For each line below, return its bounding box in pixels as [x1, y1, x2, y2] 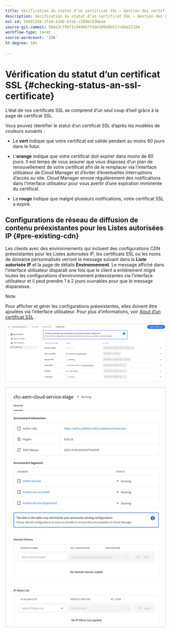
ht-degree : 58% [5, 41, 38, 46]
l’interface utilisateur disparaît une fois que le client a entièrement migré [5, 267, 156, 273]
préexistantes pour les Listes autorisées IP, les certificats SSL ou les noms [5, 251, 161, 257]
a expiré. [12, 201, 32, 207]
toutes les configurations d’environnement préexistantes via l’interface [5, 272, 153, 278]
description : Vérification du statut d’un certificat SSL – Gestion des [5, 13, 163, 19]
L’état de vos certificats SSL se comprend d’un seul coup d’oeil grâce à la [5, 107, 159, 113]
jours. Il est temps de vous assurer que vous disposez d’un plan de [12, 158, 153, 164]
